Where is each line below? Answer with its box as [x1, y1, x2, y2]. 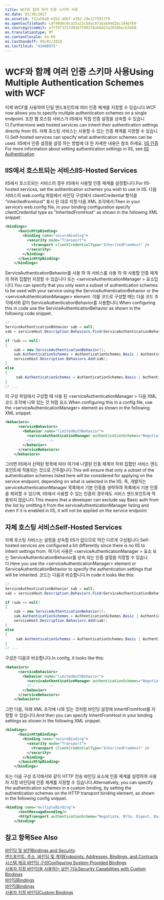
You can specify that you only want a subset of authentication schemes [14, 283, 158, 288]
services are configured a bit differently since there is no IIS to [20, 542, 145, 548]
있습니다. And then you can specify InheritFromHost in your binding [19, 712, 153, 719]
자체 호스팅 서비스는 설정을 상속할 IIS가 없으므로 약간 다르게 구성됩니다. [5, 537, 141, 543]
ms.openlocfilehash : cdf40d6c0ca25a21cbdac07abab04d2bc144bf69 [5, 21, 137, 26]
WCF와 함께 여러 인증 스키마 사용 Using [5, 66, 154, 77]
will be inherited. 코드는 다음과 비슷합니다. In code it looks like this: [5, 572, 135, 578]
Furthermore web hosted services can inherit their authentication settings [10, 122, 159, 128]
